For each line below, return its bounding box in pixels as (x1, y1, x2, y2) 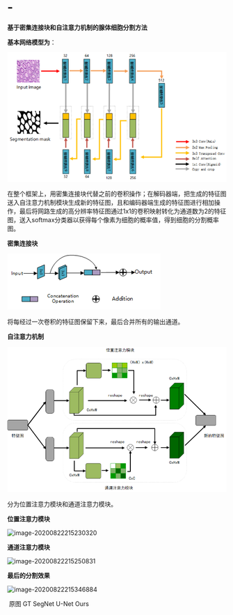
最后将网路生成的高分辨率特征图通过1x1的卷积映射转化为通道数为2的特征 (19, 207, 227, 215)
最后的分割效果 (7, 571, 50, 580)
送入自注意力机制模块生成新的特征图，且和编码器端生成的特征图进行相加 (7, 198, 214, 206)
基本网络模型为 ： (7, 38, 56, 46)
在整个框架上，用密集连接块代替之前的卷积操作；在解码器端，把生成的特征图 (7, 189, 227, 198)
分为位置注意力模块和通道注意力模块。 (7, 500, 117, 508)
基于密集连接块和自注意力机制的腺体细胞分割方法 (7, 23, 147, 31)
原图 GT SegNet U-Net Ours (8, 600, 89, 608)
